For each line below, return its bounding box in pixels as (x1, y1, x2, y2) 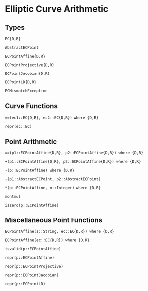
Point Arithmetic (5, 138, 57, 146)
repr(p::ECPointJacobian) (5, 273, 59, 278)
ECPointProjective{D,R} (5, 63, 55, 68)
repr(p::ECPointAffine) (5, 255, 55, 260)
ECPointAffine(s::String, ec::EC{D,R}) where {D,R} (5, 229, 114, 234)
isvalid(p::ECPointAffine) (5, 247, 61, 252)
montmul (5, 194, 21, 199)
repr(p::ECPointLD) (5, 282, 46, 287)
